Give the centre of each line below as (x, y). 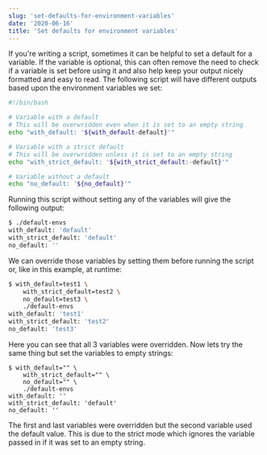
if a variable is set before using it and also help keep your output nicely (126, 71)
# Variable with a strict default (67, 147)
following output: (36, 208)
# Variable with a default (54, 118)
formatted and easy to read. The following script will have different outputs (133, 79)
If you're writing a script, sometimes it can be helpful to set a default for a (130, 54)
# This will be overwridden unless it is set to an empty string (120, 154)
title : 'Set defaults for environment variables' (94, 31)
